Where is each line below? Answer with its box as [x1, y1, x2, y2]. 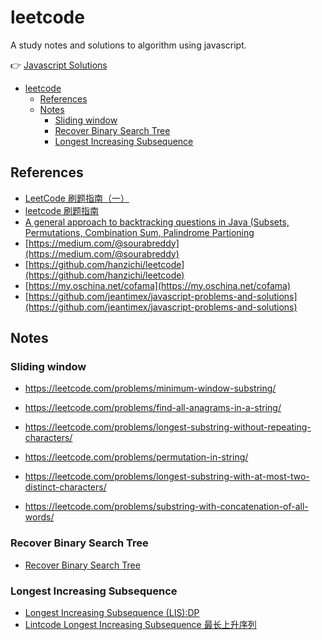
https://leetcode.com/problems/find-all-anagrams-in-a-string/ [24, 402, 282, 414]
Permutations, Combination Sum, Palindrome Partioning [24, 226, 255, 238]
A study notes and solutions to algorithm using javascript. [10, 39, 247, 51]
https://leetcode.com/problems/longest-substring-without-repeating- [24, 421, 312, 433]
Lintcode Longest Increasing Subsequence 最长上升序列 [24, 619, 257, 631]
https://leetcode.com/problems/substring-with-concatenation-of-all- [24, 501, 309, 513]
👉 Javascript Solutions [10, 59, 108, 71]
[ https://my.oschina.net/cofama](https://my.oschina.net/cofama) [24, 279, 291, 291]
